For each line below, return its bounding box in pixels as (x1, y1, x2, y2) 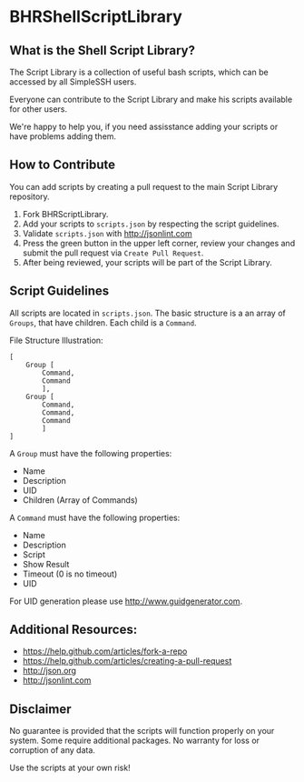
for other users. (9, 104, 68, 115)
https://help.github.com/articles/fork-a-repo (22, 646, 188, 657)
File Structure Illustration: (9, 335, 103, 346)
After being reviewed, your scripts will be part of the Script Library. (22, 256, 272, 267)
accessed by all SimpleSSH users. (9, 76, 137, 87)
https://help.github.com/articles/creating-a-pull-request (22, 656, 232, 667)
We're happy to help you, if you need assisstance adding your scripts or (9, 121, 279, 132)
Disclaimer (9, 701, 72, 717)
